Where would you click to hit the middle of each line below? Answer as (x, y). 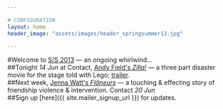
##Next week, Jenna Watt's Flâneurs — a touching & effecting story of (111, 83)
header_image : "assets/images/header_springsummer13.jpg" (95, 33)
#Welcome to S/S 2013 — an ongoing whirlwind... (80, 60)
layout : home (27, 27)
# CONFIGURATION (31, 20)
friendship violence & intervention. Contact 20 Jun (81, 90)
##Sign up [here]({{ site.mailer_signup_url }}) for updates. (92, 98)
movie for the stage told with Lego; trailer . (69, 75)
